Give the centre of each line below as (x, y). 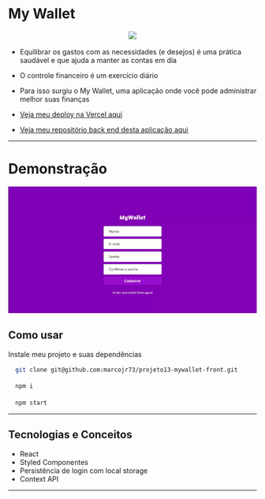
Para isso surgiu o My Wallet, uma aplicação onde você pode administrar (138, 91)
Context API (39, 479)
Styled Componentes (54, 462)
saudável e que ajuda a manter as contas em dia (98, 60)
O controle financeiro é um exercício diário (89, 75)
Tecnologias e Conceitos (70, 435)
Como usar (36, 335)
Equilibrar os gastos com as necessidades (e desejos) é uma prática (131, 51)
